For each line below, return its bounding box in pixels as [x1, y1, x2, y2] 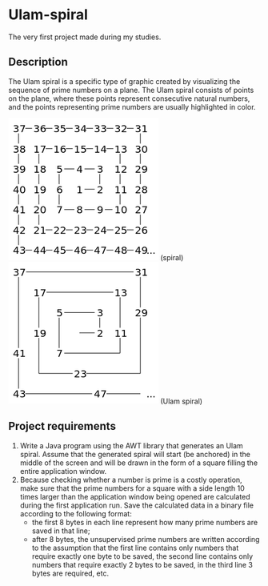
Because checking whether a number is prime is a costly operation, [19, 475, 242, 484]
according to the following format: [19, 508, 132, 518]
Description [8, 55, 68, 69]
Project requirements [8, 419, 116, 433]
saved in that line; [31, 526, 90, 536]
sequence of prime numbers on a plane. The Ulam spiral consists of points [8, 85, 254, 94]
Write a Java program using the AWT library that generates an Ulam [19, 440, 244, 450]
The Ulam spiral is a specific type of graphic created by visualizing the [8, 76, 241, 86]
